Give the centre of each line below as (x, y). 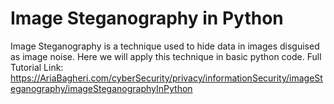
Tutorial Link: (37, 67)
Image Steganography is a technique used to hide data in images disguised (165, 46)
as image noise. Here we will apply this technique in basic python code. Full (166, 56)
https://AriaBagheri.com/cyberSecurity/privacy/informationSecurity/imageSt (166, 78)
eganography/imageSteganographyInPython (101, 88)
